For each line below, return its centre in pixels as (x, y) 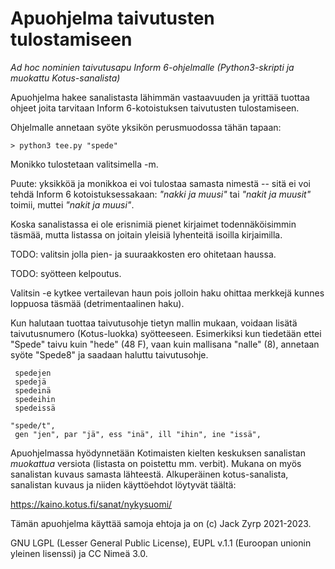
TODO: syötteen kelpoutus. (66, 273)
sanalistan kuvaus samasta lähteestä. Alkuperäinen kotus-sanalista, (149, 474)
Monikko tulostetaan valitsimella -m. (84, 164)
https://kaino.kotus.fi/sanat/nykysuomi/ (91, 504)
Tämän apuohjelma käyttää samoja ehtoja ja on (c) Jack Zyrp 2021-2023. (161, 523)
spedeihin (35, 399)
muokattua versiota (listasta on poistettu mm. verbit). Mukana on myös (156, 463)
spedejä (30, 382)
